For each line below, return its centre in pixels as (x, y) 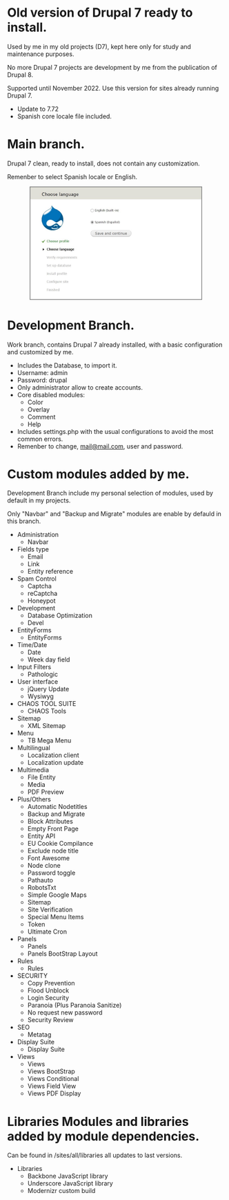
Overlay (39, 409)
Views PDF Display (54, 1093)
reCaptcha (42, 594)
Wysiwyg (40, 696)
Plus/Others (34, 799)
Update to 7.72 (38, 109)
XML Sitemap (47, 726)
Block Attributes (50, 821)
